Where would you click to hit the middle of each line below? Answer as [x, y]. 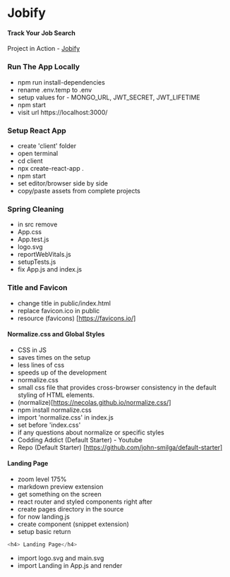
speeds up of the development [62, 372]
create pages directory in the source [71, 509]
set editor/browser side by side [62, 183]
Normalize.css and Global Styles [56, 334]
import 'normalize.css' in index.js [66, 417]
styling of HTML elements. [56, 395]
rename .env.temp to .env [55, 90]
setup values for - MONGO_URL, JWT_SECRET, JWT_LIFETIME [109, 97]
